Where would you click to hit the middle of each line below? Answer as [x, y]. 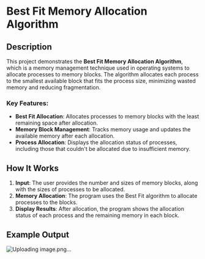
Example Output [38, 234]
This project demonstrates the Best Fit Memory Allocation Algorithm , [95, 61]
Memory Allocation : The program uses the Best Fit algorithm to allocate [106, 196]
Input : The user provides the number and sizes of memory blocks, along [106, 183]
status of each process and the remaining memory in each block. [97, 216]
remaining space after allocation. [57, 123]
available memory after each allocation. [65, 136]
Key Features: [28, 103]
